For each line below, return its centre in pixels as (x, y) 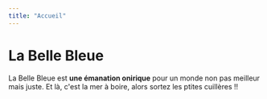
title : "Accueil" (37, 16)
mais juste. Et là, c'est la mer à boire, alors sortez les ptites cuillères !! (123, 86)
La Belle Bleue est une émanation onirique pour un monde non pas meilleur (134, 78)
